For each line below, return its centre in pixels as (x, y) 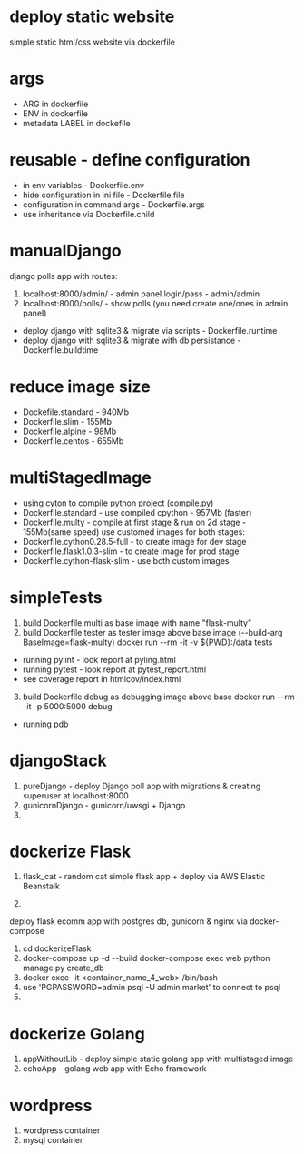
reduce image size (80, 386)
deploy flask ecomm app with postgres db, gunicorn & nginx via (128, 921)
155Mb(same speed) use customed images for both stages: (133, 532)
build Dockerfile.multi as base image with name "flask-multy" (137, 622)
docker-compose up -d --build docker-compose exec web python (146, 958)
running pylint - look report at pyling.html (99, 659)
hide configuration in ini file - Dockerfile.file (103, 195)
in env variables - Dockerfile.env (83, 185)
